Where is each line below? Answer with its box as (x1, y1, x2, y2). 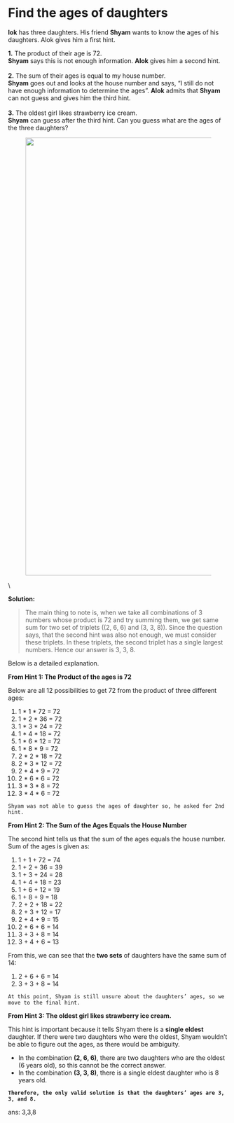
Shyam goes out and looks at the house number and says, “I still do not (8, 78, 214, 87)
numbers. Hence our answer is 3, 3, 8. (25, 645, 136, 654)
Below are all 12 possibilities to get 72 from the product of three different (8, 686, 217, 694)
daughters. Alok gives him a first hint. (8, 35, 116, 43)
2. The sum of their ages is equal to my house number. (8, 71, 166, 80)
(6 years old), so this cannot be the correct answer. (18, 1061, 167, 1069)
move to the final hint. (8, 999, 81, 1006)
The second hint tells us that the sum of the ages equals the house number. (8, 834, 226, 843)
